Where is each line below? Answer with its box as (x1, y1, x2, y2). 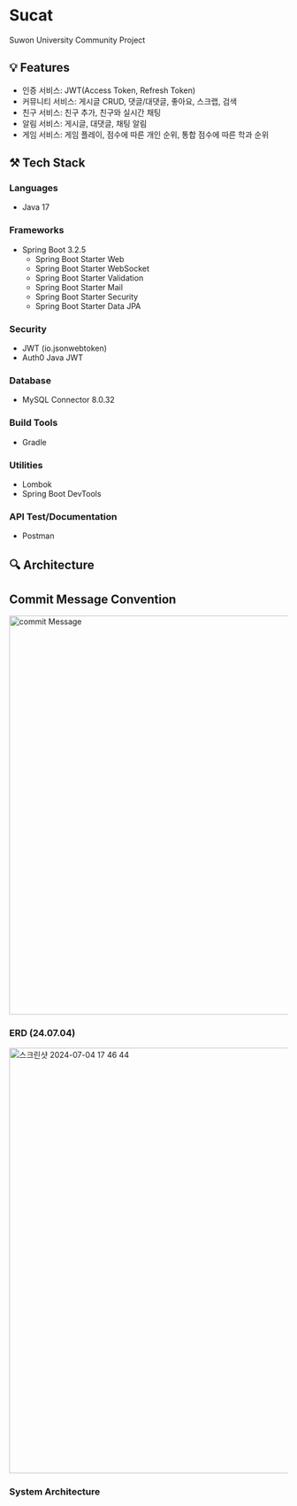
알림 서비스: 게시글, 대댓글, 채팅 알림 (21, 118, 148, 128)
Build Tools (9, 417, 58, 429)
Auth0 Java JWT (21, 352, 84, 363)
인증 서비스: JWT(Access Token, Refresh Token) (21, 85, 196, 96)
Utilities (9, 459, 43, 471)
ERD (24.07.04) (9, 1027, 76, 1039)
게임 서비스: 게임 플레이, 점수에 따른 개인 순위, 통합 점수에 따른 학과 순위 (21, 129, 270, 140)
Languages (9, 182, 59, 195)
